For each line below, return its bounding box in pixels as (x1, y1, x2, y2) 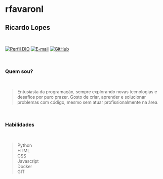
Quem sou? (5, 68, 33, 75)
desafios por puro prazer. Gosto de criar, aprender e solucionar (17, 94, 146, 100)
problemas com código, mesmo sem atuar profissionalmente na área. (17, 99, 159, 105)
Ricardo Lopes (5, 23, 50, 32)
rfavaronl (5, 3, 44, 15)
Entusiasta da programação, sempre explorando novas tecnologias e (17, 89, 157, 95)
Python (17, 142, 32, 148)
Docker (17, 163, 33, 169)
